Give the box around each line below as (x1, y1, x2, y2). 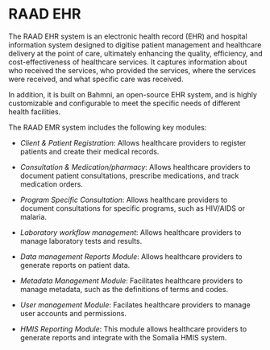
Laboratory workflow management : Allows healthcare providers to (19, 227, 242, 237)
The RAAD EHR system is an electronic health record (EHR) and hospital (8, 31, 247, 41)
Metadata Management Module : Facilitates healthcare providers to (19, 275, 243, 286)
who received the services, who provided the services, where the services (8, 65, 256, 75)
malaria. (19, 212, 47, 221)
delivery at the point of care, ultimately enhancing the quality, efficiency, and (8, 48, 263, 58)
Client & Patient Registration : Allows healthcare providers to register (19, 138, 247, 147)
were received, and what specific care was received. (8, 74, 184, 84)
